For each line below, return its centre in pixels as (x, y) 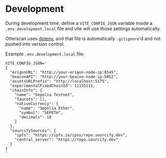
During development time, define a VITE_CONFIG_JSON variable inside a (79, 23)
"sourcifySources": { (33, 131)
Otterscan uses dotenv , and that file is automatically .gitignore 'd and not (83, 38)
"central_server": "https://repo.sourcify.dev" (66, 140)
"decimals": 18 (35, 117)
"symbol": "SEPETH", (41, 113)
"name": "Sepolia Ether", (47, 108)
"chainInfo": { (26, 90)
